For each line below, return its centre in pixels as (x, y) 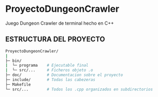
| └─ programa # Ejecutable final (47, 65)
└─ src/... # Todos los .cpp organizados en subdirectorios (79, 89)
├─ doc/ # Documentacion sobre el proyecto (64, 75)
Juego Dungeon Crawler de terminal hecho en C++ (60, 23)
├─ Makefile (18, 84)
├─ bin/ (14, 61)
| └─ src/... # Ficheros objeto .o (49, 70)
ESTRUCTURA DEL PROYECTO (55, 39)
